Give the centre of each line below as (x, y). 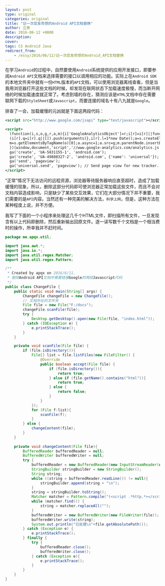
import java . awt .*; (25, 246)
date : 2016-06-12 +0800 (29, 32)
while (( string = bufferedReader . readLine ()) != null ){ (90, 478)
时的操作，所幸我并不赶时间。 (35, 228)
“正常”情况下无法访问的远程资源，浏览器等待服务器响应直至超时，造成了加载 (82, 180)
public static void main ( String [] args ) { (58, 291)
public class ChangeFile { (33, 287)
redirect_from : (21, 51)
